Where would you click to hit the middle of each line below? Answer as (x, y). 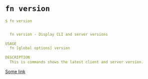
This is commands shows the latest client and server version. (76, 62)
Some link (15, 72)
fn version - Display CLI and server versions (59, 34)
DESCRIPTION (17, 58)
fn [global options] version (40, 48)
